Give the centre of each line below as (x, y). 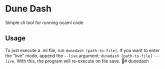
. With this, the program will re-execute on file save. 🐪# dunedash (81, 61)
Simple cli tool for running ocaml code (44, 22)
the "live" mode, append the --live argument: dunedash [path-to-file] (79, 55)
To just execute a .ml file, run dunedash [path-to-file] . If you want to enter (82, 50)
